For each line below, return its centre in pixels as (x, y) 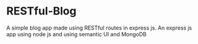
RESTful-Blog (41, 11)
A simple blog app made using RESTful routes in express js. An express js (99, 28)
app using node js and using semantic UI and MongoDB (77, 34)
